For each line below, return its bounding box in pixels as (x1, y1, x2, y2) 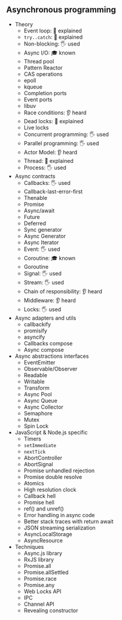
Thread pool (23, 57, 54, 65)
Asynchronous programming (6, 5, 117, 15)
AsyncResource (23, 537, 63, 544)
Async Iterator (23, 239, 59, 246)
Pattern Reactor (23, 64, 63, 71)
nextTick (23, 449, 46, 455)
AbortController (23, 454, 63, 461)
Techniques (14, 543, 44, 550)
